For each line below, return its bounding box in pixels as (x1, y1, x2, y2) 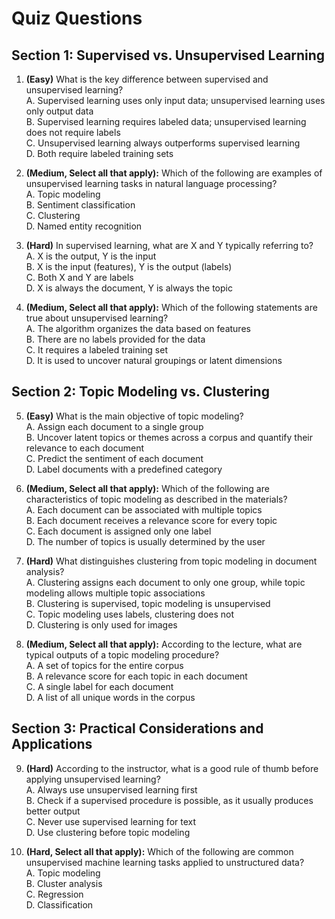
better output (25, 805, 81, 817)
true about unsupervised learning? (25, 312, 169, 324)
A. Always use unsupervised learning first (25, 783, 198, 796)
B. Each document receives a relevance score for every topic (25, 514, 278, 526)
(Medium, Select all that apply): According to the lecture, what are (25, 638, 303, 650)
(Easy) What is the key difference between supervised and (25, 73, 269, 85)
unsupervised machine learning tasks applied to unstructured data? (25, 856, 305, 868)
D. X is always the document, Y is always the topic (25, 282, 233, 294)
